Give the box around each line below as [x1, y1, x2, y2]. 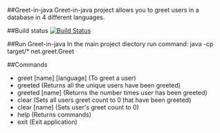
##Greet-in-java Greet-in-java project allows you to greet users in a [7, 6, 199, 14]
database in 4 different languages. [7, 13, 105, 21]
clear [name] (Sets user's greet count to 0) [17, 103, 140, 111]
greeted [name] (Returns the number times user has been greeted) [17, 89, 208, 96]
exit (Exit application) [17, 118, 77, 126]
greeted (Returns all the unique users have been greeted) [17, 81, 181, 89]
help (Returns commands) [17, 110, 92, 119]
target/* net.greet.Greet [7, 48, 75, 55]
